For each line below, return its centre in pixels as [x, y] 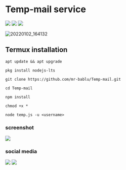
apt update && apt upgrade [34, 61]
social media [21, 151]
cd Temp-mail [19, 88]
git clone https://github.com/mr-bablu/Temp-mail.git [63, 79]
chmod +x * [17, 106]
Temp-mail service [46, 9]
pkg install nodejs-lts [30, 70]
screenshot [20, 127]
